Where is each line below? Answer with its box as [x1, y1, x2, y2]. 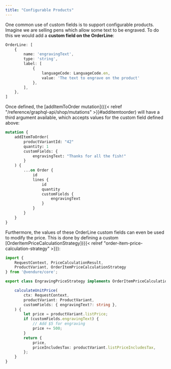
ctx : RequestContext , [23, 292, 70, 298]
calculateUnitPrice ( [14, 288, 58, 293]
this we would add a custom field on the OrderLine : [5, 32, 115, 38]
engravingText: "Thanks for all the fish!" [32, 154, 126, 159]
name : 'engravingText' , [23, 52, 74, 57]
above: [5, 120, 20, 126]
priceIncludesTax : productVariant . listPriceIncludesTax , [32, 345, 156, 350]
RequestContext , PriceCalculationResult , [14, 260, 103, 265]
